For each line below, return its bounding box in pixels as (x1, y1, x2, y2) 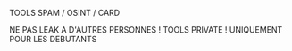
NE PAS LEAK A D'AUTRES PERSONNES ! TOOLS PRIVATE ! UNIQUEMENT (9, 25, 283, 34)
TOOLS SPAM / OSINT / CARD (9, 8, 121, 18)
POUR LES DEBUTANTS (9, 34, 97, 44)
